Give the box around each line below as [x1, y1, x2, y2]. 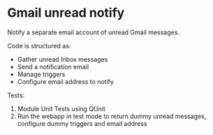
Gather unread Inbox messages [17, 55, 108, 64]
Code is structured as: [7, 41, 71, 50]
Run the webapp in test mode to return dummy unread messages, [17, 112, 207, 120]
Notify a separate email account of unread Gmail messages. [7, 28, 180, 36]
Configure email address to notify [17, 77, 114, 85]
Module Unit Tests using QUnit [17, 104, 106, 113]
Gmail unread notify [7, 5, 125, 21]
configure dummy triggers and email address [17, 119, 147, 127]
